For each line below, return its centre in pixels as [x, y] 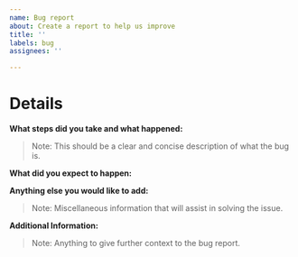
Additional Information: [54, 225]
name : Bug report [42, 18]
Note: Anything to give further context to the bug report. [136, 243]
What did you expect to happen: [71, 173]
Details [36, 104]
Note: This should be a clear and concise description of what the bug [160, 146]
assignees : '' [36, 51]
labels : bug [32, 43]
